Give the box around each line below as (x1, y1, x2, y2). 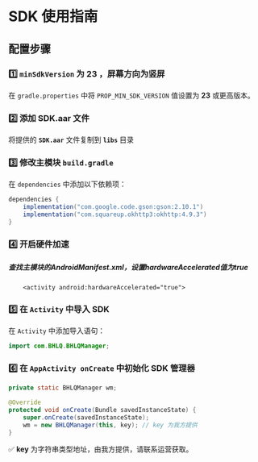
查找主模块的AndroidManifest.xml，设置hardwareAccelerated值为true (8, 263, 248, 273)
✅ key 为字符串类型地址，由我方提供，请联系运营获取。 (8, 444, 193, 454)
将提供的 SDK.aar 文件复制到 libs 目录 (8, 135, 135, 145)
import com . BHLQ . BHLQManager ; (8, 342, 110, 351)
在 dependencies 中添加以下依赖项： (8, 179, 127, 189)
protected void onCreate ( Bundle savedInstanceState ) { (8, 406, 197, 414)
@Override (8, 398, 42, 407)
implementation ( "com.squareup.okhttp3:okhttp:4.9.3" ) (23, 210, 207, 219)
